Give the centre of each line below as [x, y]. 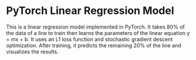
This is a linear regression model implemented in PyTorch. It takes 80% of [96, 27]
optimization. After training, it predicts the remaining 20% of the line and [94, 45]
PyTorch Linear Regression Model [90, 11]
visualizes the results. [32, 51]
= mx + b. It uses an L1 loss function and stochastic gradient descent [89, 39]
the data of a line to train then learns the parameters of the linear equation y [98, 33]
